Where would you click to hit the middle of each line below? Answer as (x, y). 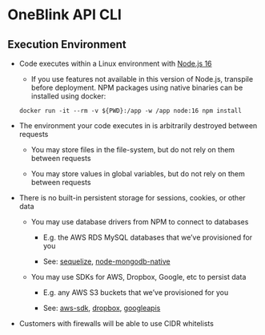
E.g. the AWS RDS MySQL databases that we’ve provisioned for (148, 237)
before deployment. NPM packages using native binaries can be (137, 87)
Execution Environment (67, 44)
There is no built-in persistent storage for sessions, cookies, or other (132, 198)
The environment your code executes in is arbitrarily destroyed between (138, 125)
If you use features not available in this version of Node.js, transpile (142, 79)
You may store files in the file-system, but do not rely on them (133, 149)
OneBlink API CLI (64, 15)
